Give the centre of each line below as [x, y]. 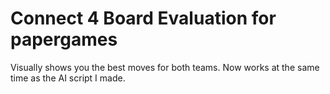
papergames [64, 39]
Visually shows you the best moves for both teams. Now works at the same [165, 67]
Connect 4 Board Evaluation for [143, 18]
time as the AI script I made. [68, 78]
